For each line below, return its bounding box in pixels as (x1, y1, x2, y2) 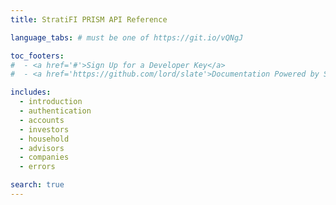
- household (19, 134, 70, 144)
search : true (10, 180, 65, 190)
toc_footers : (10, 51, 65, 61)
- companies (19, 152, 70, 163)
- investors (19, 124, 70, 135)
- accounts (19, 115, 65, 125)
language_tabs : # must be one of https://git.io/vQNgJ (10, 32, 244, 43)
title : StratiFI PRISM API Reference (10, 14, 168, 25)
